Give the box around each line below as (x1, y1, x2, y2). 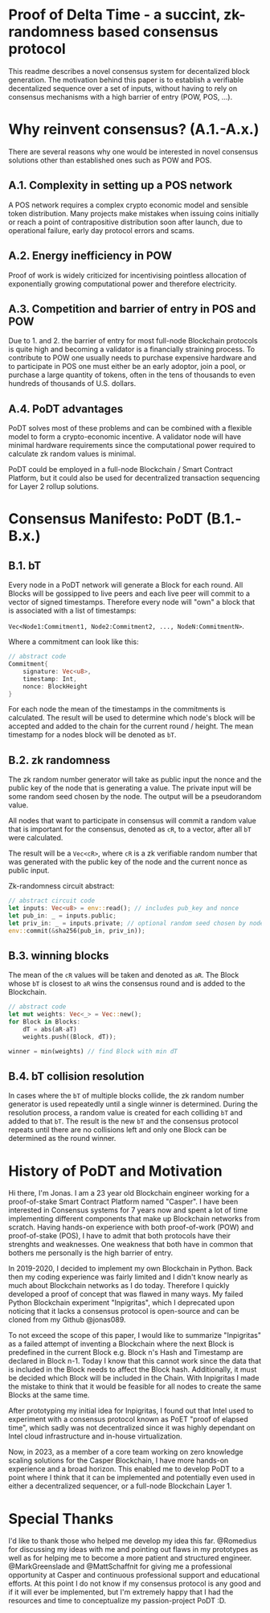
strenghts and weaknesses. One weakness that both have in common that (8, 1240, 253, 1250)
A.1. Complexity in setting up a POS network (8, 179, 233, 192)
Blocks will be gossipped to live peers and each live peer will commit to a (8, 589, 251, 598)
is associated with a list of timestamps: (8, 605, 137, 616)
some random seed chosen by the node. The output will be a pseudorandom (8, 792, 262, 802)
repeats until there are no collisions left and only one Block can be (8, 1125, 227, 1135)
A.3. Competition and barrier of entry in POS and (8, 302, 256, 315)
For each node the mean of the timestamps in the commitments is (8, 704, 227, 714)
